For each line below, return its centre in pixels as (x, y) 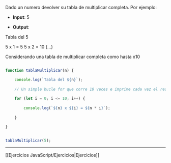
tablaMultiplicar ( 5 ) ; (28, 140)
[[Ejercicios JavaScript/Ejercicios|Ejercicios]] (52, 155)
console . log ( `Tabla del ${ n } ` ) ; (49, 79)
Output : (21, 27)
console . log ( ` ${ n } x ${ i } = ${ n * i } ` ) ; (67, 108)
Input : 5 (21, 17)
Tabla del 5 (17, 37)
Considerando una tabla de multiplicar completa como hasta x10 (73, 57)
